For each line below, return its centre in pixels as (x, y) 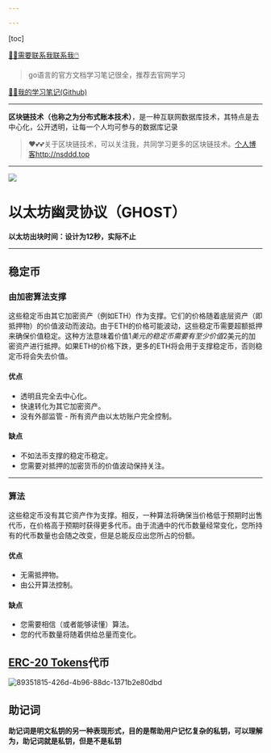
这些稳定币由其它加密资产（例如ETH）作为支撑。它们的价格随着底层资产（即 (135, 316)
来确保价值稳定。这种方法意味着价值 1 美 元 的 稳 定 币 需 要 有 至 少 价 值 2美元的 (129, 336)
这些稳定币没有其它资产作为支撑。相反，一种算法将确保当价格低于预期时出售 (135, 515)
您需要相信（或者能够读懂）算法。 (77, 625)
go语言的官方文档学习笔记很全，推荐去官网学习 (106, 74)
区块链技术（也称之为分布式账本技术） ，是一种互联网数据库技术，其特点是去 (134, 116)
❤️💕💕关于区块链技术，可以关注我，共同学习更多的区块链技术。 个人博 (142, 144)
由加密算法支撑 (38, 297)
